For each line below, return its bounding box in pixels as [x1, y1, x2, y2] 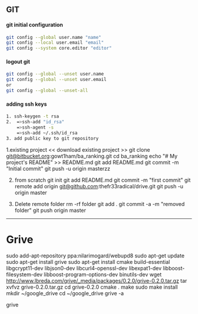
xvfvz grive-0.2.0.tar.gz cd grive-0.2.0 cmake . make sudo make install [6, 283, 178, 291]
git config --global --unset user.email [6, 77, 107, 83]
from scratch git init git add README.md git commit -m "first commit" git [14, 176, 191, 184]
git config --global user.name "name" [6, 34, 101, 40]
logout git [6, 58, 31, 65]
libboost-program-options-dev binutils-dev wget [44, 271, 162, 278]
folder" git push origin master [14, 207, 87, 214]
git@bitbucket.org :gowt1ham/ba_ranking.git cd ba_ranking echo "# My [6, 152, 178, 159]
